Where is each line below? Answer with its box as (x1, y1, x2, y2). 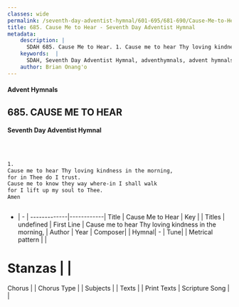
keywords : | (20, 51, 59, 58)
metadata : (7, 30, 37, 38)
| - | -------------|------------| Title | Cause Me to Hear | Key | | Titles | (17, 213, 225, 222)
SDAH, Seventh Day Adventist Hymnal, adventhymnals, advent (26, 57, 208, 64)
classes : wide (7, 10, 50, 18)
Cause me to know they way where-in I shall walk (7, 180, 158, 187)
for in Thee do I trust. (7, 174, 81, 181)
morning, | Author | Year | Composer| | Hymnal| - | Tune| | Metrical (17, 228, 213, 236)
